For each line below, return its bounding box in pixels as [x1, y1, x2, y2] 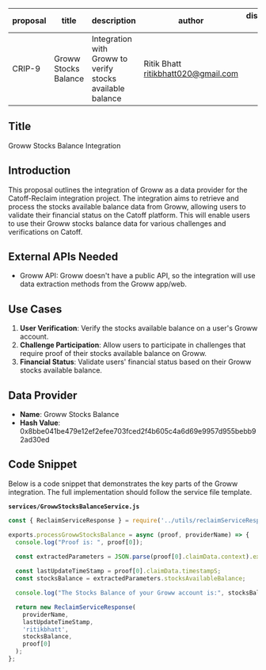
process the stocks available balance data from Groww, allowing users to [8, 201, 247, 211]
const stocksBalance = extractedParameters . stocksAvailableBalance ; [15, 575, 246, 583]
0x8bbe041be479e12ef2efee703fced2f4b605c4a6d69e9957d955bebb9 [19, 427, 256, 436]
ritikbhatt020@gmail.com [143, 68, 239, 78]
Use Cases [8, 302, 63, 316]
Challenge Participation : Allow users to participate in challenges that [19, 340, 246, 350]
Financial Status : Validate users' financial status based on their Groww [19, 357, 252, 367]
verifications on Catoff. [8, 227, 83, 236]
